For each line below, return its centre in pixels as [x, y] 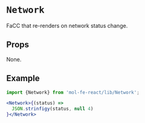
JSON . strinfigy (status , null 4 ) [53, 109]
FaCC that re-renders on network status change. [67, 25]
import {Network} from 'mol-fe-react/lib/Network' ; [73, 92]
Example [23, 78]
